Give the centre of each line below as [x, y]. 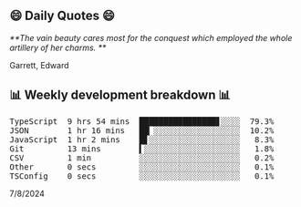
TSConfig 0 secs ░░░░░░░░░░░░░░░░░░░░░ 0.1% [142, 176]
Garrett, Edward [40, 65]
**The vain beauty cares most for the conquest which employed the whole [151, 37]
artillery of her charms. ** [58, 47]
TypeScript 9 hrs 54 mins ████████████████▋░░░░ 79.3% [142, 121]
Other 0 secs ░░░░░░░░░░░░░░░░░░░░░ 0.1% [142, 167]
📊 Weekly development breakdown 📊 [120, 95]
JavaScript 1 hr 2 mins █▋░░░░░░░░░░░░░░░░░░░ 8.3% [142, 140]
